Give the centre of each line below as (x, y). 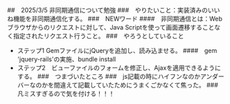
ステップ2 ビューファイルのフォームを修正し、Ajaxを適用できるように (119, 68)
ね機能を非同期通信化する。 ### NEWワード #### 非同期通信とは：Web (115, 19)
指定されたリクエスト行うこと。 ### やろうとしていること (99, 36)
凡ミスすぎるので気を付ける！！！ (66, 94)
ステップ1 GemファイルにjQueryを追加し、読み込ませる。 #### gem (117, 51)
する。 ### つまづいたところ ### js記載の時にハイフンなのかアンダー (121, 76)
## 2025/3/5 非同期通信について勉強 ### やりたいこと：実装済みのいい (114, 10)
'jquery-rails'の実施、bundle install (67, 59)
